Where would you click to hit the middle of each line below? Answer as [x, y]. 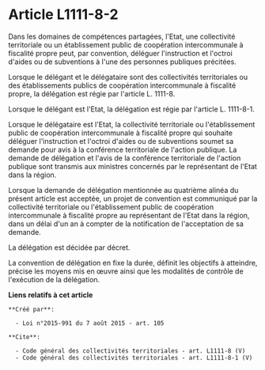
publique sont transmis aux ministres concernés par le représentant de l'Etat [132, 166]
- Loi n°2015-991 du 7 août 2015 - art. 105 [90, 323]
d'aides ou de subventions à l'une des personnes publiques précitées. [123, 62]
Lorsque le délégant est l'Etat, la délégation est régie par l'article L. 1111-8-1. [132, 109]
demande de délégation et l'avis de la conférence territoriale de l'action [125, 158]
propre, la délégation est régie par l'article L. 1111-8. [92, 93]
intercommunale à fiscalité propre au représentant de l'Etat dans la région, [129, 215]
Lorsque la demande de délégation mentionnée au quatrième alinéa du [123, 190]
